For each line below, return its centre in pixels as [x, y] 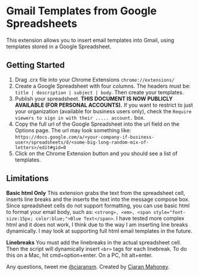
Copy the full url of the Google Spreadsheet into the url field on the [97, 124]
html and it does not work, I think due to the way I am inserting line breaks [97, 224]
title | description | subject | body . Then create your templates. [99, 92]
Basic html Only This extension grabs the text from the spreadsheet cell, [96, 193]
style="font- [169, 212]
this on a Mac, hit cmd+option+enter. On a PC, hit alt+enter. [79, 255]
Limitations [27, 179]
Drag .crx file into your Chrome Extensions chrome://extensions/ [95, 79]
